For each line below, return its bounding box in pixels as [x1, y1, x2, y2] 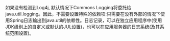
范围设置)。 [9, 30, 34, 36]
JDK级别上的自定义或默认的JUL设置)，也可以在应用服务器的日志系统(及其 [5, 24, 160, 30]
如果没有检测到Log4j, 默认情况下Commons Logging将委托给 [5, 5, 132, 10]
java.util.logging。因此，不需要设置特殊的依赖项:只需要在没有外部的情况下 [5, 11, 161, 17]
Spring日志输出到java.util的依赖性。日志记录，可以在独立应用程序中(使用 [9, 17, 162, 23]
